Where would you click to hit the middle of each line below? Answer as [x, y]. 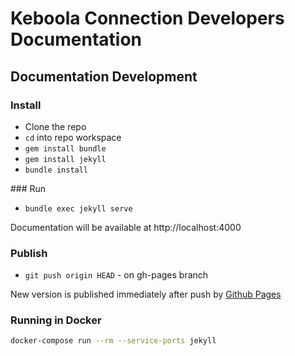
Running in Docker [56, 320]
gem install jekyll [65, 159]
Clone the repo [55, 126]
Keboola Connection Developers [147, 18]
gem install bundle [65, 148]
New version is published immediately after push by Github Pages [146, 294]
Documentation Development [104, 76]
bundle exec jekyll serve [78, 208]
